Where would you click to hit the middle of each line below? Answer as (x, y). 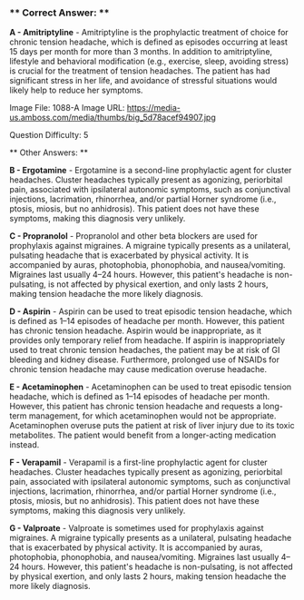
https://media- (154, 108)
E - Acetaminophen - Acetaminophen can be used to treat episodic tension (151, 387)
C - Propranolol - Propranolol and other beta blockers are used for (134, 236)
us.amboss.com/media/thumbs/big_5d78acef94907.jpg (113, 118)
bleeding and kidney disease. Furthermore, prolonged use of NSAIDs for (144, 359)
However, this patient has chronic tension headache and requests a (135, 407)
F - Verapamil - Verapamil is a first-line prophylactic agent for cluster (138, 462)
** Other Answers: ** (49, 152)
